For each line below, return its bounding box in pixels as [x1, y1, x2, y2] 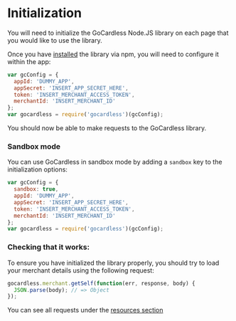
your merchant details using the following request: [7, 265, 154, 275]
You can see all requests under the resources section [7, 306, 163, 315]
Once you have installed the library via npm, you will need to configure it [7, 50, 219, 58]
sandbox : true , [14, 186, 59, 193]
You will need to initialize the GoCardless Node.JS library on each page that [7, 28, 229, 37]
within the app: [7, 57, 51, 65]
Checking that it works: [7, 242, 90, 252]
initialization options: [7, 165, 68, 174]
